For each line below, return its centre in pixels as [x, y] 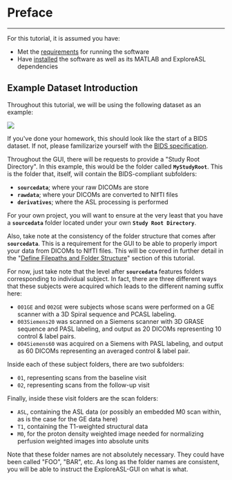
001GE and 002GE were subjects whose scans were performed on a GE [116, 307]
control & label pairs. [46, 336]
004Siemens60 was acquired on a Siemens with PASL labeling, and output [120, 343]
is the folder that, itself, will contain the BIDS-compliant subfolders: [102, 173]
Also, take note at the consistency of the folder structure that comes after [112, 236]
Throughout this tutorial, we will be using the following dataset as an [104, 104]
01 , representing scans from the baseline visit [82, 377]
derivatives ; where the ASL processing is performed [93, 202]
